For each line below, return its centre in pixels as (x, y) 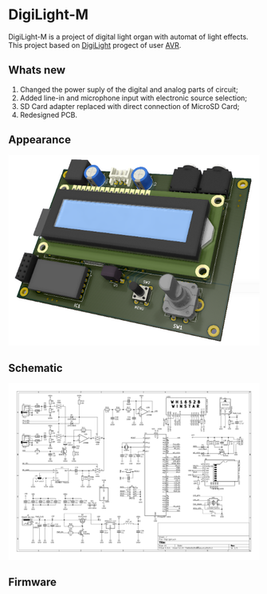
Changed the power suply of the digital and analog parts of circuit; (129, 89)
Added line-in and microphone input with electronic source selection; (133, 98)
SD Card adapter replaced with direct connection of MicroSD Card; (130, 106)
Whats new (37, 70)
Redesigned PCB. (49, 115)
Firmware (33, 582)
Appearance (40, 140)
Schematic (35, 368)
